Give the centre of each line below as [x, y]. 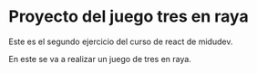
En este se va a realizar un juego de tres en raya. [100, 59]
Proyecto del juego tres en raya [128, 17]
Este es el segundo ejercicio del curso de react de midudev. [121, 41]
